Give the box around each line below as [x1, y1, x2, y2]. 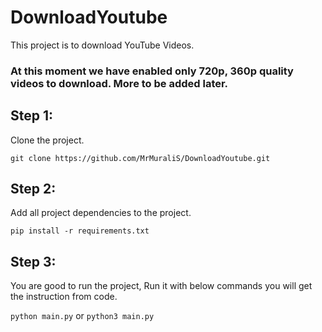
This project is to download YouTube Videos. [10, 39, 195, 51]
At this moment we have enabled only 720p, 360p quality [10, 64, 294, 78]
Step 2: [10, 181, 57, 198]
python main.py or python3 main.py [10, 310, 155, 322]
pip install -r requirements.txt [10, 226, 150, 236]
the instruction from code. [10, 291, 118, 303]
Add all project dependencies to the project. [10, 207, 192, 219]
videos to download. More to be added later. [10, 76, 229, 90]
